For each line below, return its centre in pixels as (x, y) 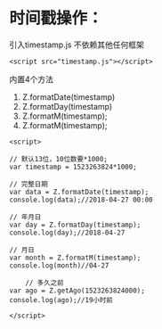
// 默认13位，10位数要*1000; (59, 159)
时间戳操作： (57, 18)
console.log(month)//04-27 (59, 265)
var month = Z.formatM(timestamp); (75, 258)
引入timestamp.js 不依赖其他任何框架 (77, 45)
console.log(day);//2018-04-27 (67, 233)
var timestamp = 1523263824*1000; (73, 167)
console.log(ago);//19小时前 (61, 300)
